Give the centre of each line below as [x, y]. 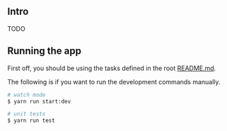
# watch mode [27, 95]
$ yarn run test [31, 121]
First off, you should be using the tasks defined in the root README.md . [112, 68]
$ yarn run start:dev [39, 101]
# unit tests [27, 114]
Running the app [44, 51]
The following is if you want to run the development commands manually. [114, 81]
